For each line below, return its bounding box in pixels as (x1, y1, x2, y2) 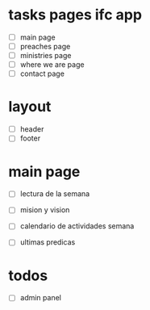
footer (19, 133, 41, 143)
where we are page (19, 60, 85, 69)
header (19, 124, 44, 134)
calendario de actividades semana (19, 221, 135, 231)
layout (8, 98, 52, 116)
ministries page (19, 51, 72, 61)
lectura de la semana (19, 189, 90, 199)
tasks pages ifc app (8, 6, 143, 24)
